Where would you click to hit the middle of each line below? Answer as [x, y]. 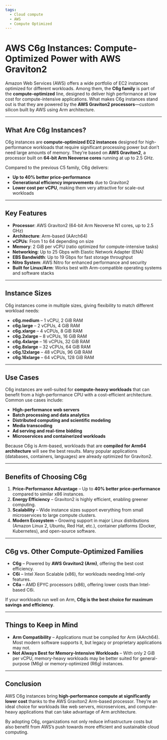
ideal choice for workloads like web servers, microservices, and [70, 706]
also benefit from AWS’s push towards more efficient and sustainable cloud [82, 727]
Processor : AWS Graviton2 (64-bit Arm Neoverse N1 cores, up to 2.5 [83, 225]
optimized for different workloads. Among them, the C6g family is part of [80, 89]
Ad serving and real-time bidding [47, 431]
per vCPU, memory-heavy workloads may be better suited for [76, 658]
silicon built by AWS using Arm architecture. [50, 110]
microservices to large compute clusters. [54, 515]
